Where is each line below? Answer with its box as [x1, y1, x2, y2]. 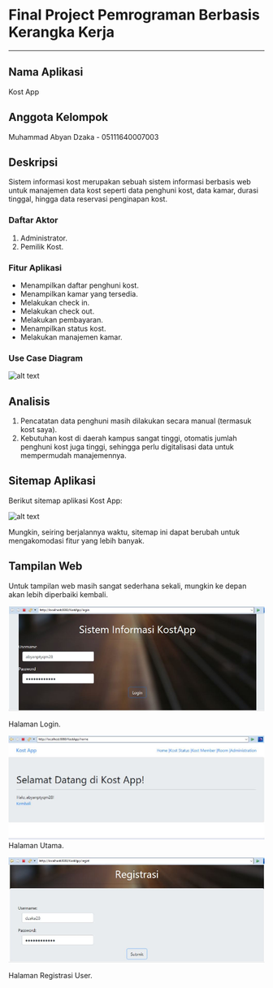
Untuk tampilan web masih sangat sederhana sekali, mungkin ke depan [8, 581, 247, 591]
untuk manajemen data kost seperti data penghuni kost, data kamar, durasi [8, 185, 258, 196]
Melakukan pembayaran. [19, 314, 104, 324]
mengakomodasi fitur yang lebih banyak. [8, 535, 145, 545]
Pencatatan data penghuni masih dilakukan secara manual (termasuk [19, 416, 252, 426]
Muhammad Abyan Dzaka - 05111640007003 [8, 132, 159, 141]
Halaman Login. [8, 719, 61, 729]
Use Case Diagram [8, 352, 84, 363]
